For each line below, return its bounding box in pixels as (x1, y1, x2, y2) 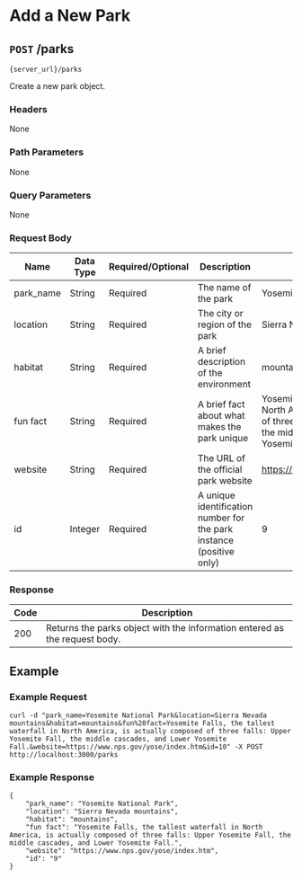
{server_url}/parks (9, 65, 83, 74)
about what (197, 410, 245, 422)
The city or (197, 307, 244, 320)
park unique (197, 432, 249, 445)
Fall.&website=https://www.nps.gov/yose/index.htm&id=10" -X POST (9, 742, 263, 751)
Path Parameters (9, 146, 84, 158)
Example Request (9, 690, 87, 703)
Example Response (9, 771, 95, 784)
